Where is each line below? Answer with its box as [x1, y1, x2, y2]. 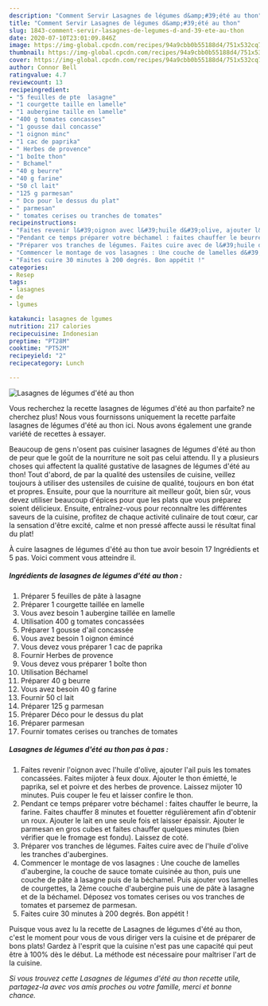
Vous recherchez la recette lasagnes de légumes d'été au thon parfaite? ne [9, 403, 255, 413]
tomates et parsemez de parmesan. [20, 900, 138, 910]
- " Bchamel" [9, 160, 52, 168]
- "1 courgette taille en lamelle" [9, 100, 127, 108]
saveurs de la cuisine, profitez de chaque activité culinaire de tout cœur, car [9, 511, 258, 522]
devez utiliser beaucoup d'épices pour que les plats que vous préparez [9, 495, 242, 504]
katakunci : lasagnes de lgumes [9, 315, 113, 323]
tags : [9, 278, 27, 287]
